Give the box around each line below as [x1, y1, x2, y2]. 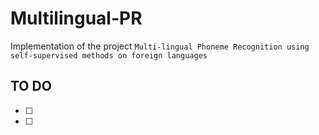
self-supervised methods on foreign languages [10, 50, 208, 61]
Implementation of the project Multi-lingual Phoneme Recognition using [10, 40, 310, 52]
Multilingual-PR [10, 7, 143, 30]
